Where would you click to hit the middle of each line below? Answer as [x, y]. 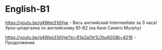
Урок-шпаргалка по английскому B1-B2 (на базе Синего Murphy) [73, 27]
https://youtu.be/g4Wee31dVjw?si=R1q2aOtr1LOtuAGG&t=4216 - [71, 37]
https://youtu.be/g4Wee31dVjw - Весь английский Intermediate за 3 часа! [81, 23]
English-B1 [28, 9]
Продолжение [20, 42]
